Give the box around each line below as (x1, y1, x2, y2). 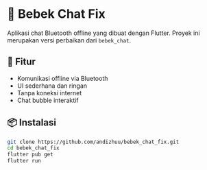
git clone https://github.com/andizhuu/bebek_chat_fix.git (7, 138, 180, 145)
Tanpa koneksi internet (16, 88, 82, 97)
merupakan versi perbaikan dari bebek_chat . (7, 36, 132, 44)
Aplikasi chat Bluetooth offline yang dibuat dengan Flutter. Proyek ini (7, 29, 200, 37)
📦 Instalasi (7, 117, 57, 129)
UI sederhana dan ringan (16, 82, 88, 90)
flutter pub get (7, 151, 53, 158)
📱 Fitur (7, 56, 36, 68)
